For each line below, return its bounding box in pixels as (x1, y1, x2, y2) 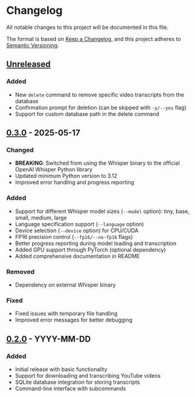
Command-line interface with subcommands (14, 384, 126, 392)
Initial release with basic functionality (14, 366, 107, 373)
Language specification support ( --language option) (14, 220, 144, 227)
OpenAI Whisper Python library (14, 166, 92, 173)
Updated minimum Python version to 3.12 (14, 173, 118, 180)
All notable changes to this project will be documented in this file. (6, 24, 169, 31)
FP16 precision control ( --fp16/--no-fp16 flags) (14, 233, 133, 240)
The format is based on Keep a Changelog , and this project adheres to (6, 35, 181, 42)
